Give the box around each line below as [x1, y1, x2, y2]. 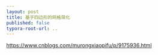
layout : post [6, 8, 39, 15]
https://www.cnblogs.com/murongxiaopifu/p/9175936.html [6, 42, 152, 49]
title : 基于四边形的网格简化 [6, 14, 71, 20]
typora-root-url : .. [6, 25, 58, 32]
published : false [6, 20, 50, 26]
